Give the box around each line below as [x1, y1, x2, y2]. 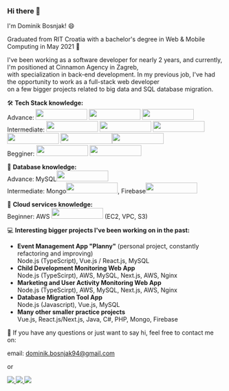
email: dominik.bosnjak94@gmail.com [7, 349, 116, 357]
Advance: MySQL [7, 175, 57, 183]
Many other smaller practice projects [17, 308, 126, 316]
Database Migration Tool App [17, 293, 103, 302]
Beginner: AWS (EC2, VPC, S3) [7, 213, 148, 221]
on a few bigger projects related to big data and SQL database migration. [7, 85, 214, 94]
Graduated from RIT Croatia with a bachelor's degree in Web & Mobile [7, 35, 205, 43]
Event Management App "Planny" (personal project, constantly [17, 242, 199, 251]
